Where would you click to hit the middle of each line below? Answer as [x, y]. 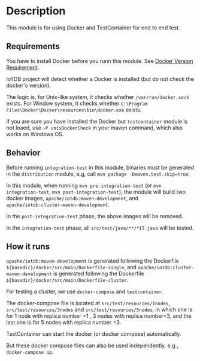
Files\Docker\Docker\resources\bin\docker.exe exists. [74, 110]
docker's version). [28, 85]
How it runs [28, 246]
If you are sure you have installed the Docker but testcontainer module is [97, 121]
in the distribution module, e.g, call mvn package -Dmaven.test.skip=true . [98, 174]
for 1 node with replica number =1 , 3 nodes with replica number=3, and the [99, 316]
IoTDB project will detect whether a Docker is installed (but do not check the [100, 79]
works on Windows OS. [35, 134]
